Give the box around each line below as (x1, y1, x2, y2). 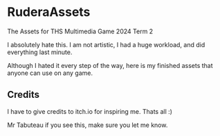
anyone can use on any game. (7, 69, 93, 77)
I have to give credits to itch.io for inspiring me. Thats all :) (7, 107, 173, 115)
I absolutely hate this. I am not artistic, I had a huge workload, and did (7, 40, 205, 49)
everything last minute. (7, 48, 73, 56)
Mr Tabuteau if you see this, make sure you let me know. (7, 121, 168, 129)
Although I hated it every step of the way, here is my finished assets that (7, 61, 213, 69)
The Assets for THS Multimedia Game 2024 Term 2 (7, 27, 154, 35)
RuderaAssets (7, 4, 91, 20)
